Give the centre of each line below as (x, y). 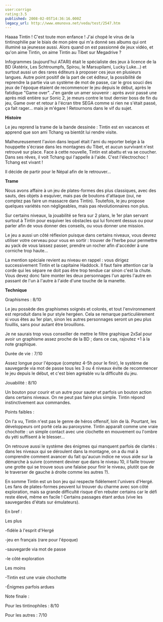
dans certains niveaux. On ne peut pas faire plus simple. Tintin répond (75, 397)
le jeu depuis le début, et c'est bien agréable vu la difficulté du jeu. (72, 373)
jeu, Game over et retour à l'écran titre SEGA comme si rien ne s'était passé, (81, 103)
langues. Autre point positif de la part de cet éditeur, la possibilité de (73, 77)
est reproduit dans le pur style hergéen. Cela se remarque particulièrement (80, 314)
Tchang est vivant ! (24, 162)
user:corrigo (18, 9)
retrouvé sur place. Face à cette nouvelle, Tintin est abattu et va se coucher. (81, 152)
